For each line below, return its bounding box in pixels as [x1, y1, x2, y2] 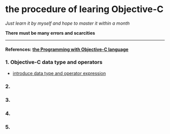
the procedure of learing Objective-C [5, 4, 164, 15]
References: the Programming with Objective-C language [5, 46, 129, 52]
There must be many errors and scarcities [5, 30, 95, 36]
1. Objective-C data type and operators [5, 59, 103, 66]
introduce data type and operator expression [12, 70, 106, 76]
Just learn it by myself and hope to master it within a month [5, 20, 130, 26]
